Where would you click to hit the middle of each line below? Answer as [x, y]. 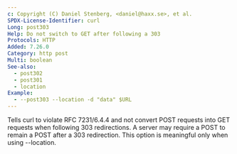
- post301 [28, 80]
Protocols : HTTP [31, 40]
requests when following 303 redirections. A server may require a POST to [116, 127]
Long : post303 [28, 27]
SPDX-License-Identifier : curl [54, 21]
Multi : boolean [30, 60]
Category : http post [38, 54]
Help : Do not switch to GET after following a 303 [84, 34]
